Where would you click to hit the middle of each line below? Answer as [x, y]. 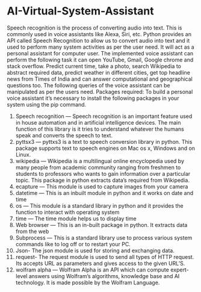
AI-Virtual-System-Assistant [80, 11]
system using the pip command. [47, 104]
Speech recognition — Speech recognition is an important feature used [104, 116]
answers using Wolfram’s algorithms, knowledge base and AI [104, 276]
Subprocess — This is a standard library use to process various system [104, 238]
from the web [32, 231]
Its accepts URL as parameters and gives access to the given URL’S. [100, 263]
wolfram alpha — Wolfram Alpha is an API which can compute [92, 270]
